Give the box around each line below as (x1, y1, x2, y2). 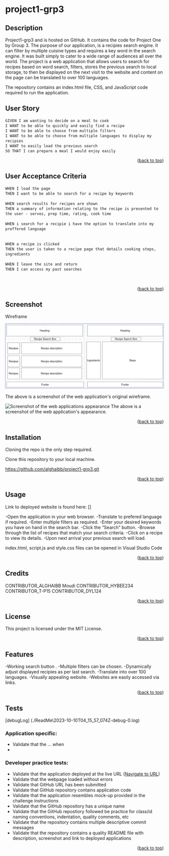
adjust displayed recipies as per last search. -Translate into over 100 (5, 669, 146, 675)
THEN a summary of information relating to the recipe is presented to (5, 206, 158, 211)
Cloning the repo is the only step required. (5, 446, 93, 452)
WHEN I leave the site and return (5, 261, 78, 267)
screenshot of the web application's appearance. (5, 409, 107, 415)
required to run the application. (5, 90, 69, 95)
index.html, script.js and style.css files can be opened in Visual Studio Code (5, 545, 162, 551)
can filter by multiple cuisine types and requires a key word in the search (5, 48, 156, 53)
